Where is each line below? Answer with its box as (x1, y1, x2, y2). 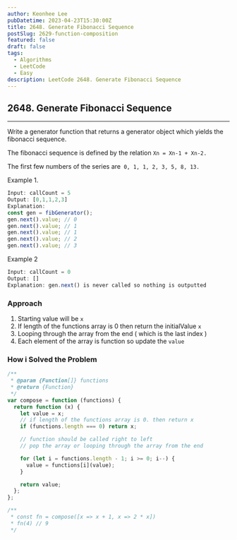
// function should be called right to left (20, 436, 153, 443)
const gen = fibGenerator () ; (7, 209, 93, 216)
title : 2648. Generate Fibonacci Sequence (7, 23, 134, 30)
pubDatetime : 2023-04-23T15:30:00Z (7, 17, 112, 24)
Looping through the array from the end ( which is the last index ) (17, 329, 207, 337)
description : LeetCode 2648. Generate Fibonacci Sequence (7, 76, 181, 83)
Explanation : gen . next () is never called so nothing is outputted (7, 282, 207, 289)
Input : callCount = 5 (7, 190, 71, 197)
